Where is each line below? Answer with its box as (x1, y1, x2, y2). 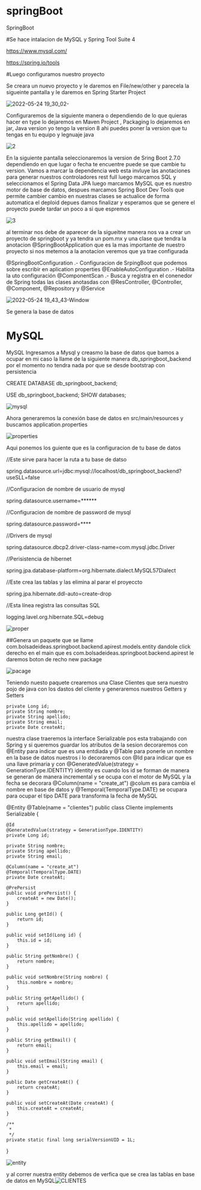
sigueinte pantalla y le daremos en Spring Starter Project (6, 88, 146, 95)
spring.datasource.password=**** (6, 520, 91, 527)
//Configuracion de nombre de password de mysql (6, 508, 131, 515)
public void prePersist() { (6, 890, 77, 896)
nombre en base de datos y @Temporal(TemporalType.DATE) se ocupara (6, 786, 187, 793)
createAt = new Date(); (17, 895, 77, 901)
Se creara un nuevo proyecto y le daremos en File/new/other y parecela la (6, 82, 190, 89)
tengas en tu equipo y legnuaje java (6, 131, 94, 138)
